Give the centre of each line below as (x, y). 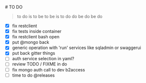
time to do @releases (33, 75)
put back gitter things (34, 53)
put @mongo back (31, 42)
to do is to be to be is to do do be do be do (60, 16)
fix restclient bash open (36, 37)
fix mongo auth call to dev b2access (48, 69)
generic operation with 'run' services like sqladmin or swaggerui (76, 48)
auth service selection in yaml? (43, 59)
